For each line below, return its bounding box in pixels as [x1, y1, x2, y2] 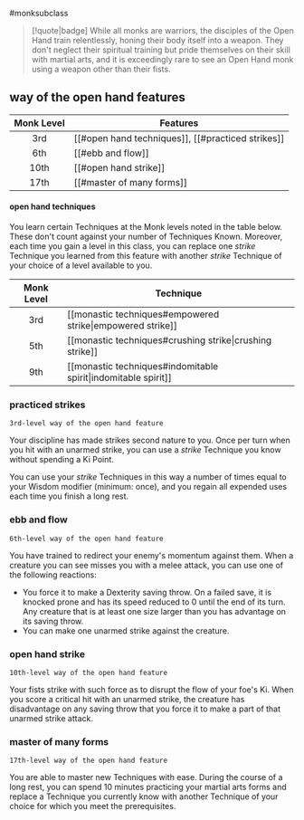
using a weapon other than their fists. [31, 63, 171, 74]
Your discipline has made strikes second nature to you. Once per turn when [9, 434, 291, 446]
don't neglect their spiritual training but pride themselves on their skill [31, 44, 291, 55]
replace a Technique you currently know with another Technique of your [9, 791, 279, 802]
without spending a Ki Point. [9, 454, 115, 465]
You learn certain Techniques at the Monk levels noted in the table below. [9, 222, 283, 233]
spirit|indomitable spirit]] [66, 371, 172, 384]
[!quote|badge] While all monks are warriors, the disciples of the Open [31, 25, 294, 35]
